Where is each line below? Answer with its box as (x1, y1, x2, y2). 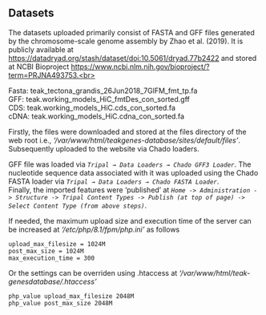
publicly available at (8, 44, 74, 55)
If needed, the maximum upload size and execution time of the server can (8, 216, 252, 225)
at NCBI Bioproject (8, 62, 70, 71)
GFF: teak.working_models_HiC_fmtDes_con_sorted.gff (8, 94, 191, 103)
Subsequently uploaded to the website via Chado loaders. (8, 143, 199, 153)
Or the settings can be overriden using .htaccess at (8, 268, 178, 277)
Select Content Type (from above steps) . (8, 200, 147, 210)
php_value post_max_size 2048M (8, 299, 113, 307)
